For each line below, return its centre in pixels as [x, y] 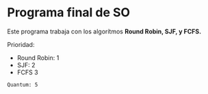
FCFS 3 [28, 72]
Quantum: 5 [23, 84]
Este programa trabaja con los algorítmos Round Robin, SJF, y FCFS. [104, 31]
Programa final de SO [69, 13]
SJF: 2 [26, 65]
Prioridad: [21, 44]
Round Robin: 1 [38, 58]
